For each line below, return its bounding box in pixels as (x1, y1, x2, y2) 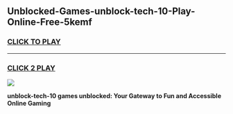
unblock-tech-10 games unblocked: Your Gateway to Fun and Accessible (7, 91, 222, 99)
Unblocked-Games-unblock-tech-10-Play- (7, 6, 196, 17)
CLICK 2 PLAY (7, 63, 55, 73)
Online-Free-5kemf (7, 17, 92, 28)
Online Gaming (7, 99, 51, 107)
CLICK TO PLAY (7, 37, 61, 47)
